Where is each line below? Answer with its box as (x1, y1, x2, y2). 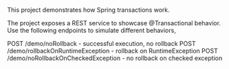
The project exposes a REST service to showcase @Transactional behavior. (7, 19, 221, 27)
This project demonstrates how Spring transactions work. (7, 6, 170, 14)
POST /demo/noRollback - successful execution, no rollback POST (7, 40, 196, 47)
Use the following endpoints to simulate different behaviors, (7, 27, 177, 34)
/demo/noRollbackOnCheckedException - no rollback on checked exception (7, 54, 223, 62)
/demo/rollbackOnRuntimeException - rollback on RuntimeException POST (7, 47, 218, 55)
